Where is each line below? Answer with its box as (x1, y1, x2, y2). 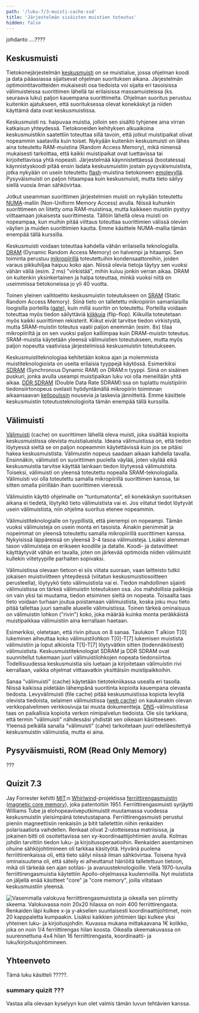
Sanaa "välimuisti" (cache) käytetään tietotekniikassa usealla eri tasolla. (6, 678, 182, 685)
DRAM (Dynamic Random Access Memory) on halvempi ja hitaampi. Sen (6, 249, 183, 256)
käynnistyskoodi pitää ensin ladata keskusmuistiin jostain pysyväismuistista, (6, 163, 192, 170)
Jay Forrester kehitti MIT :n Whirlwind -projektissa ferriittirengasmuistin (6, 794, 178, 801)
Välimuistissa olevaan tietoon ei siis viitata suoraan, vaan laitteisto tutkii (6, 567, 180, 573)
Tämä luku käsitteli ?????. (6, 971, 68, 979)
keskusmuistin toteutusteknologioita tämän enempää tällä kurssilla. (6, 398, 170, 405)
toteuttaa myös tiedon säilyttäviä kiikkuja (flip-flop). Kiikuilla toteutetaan (6, 311, 181, 318)
